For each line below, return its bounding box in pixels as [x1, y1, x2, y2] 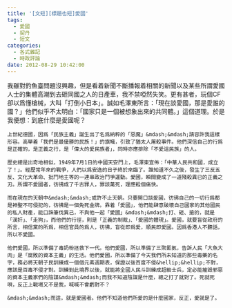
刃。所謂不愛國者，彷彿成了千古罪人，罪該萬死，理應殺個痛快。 [7, 181, 162, 188]
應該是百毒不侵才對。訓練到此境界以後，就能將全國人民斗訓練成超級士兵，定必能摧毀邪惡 [7, 267, 223, 273]
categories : [7, 42, 41, 49]
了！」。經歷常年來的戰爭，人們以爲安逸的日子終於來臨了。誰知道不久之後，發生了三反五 [7, 166, 221, 173]
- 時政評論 [13, 55, 41, 62]
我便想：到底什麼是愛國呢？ [7, 115, 86, 124]
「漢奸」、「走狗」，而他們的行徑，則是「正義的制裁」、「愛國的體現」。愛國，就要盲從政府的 [7, 216, 223, 223]
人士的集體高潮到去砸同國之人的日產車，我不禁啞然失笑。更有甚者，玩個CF [7, 90, 221, 98]
